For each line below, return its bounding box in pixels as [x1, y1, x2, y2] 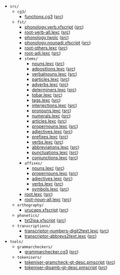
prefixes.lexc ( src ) [31, 134, 69, 140]
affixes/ [24, 161, 43, 166]
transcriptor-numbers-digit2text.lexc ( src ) [24, 228, 109, 234]
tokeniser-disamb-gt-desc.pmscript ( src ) [24, 265, 108, 270]
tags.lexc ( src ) [31, 97, 61, 103]
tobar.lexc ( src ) [31, 92, 63, 98]
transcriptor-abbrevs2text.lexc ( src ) [24, 233, 97, 239]
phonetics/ [17, 213, 40, 218]
